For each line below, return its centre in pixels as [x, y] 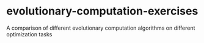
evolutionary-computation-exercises [102, 11]
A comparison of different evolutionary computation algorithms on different [101, 28]
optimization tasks [29, 34]
